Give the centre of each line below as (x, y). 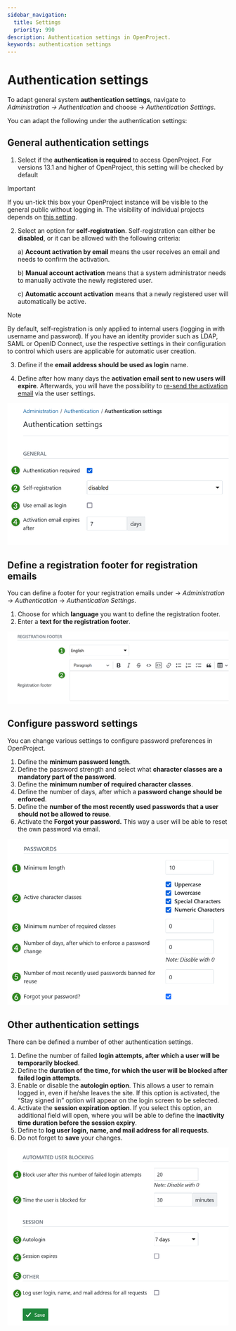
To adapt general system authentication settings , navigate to (97, 100)
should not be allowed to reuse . (64, 814)
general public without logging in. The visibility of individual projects (106, 209)
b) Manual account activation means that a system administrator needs (122, 273)
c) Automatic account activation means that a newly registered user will (123, 294)
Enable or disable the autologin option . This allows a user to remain (116, 1085)
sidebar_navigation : (38, 15)
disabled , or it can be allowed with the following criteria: (99, 238)
